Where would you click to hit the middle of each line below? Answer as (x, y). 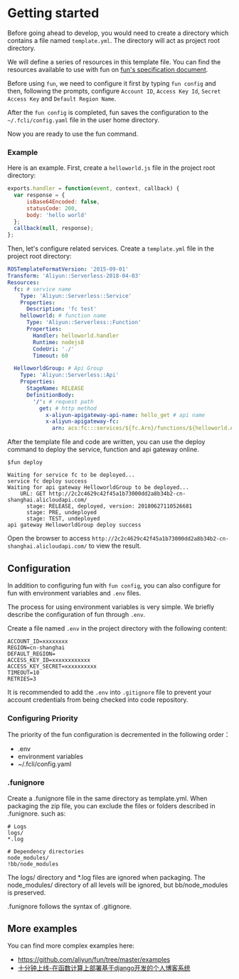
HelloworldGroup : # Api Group (58, 368)
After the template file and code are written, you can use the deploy (106, 442)
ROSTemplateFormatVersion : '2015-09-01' (68, 269)
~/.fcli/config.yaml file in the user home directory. (84, 120)
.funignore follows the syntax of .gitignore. (69, 906)
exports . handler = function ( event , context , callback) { (94, 189)
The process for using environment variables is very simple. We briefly (111, 607)
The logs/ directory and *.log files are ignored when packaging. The (106, 877)
